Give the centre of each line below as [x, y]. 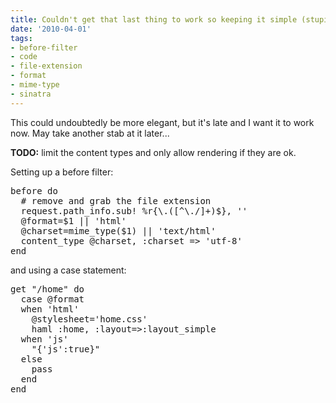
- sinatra [31, 94]
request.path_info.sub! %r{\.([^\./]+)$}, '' [134, 210]
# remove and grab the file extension [116, 200]
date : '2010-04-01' [51, 29]
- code [24, 57]
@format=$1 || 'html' [73, 220]
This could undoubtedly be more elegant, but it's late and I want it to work [162, 122]
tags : [21, 38]
